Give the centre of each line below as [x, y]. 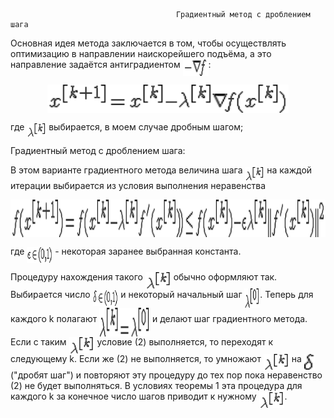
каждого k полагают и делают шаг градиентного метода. [159, 318]
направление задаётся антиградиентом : [111, 64]
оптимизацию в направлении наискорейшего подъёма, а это [141, 53]
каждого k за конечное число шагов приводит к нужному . [149, 396]
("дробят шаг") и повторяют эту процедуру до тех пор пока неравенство [166, 375]
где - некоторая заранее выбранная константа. [126, 251]
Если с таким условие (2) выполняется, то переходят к [142, 341]
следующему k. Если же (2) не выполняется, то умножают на [156, 358]
